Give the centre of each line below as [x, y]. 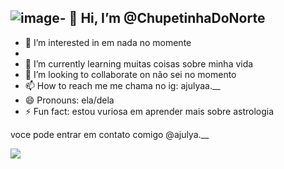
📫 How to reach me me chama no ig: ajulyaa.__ [122, 85]
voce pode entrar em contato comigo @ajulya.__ [110, 134]
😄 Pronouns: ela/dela [69, 100]
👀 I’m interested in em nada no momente [108, 42]
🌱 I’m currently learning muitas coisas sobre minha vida [139, 63]
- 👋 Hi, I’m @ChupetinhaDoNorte [162, 18]
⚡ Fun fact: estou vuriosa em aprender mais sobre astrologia [149, 111]
